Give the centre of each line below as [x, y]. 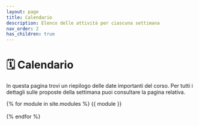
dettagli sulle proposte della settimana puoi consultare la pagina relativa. [96, 92]
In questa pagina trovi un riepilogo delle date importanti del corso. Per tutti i [100, 86]
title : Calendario [29, 17]
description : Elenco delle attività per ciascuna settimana [83, 23]
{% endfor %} [23, 117]
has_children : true [31, 34]
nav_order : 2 [23, 29]
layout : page [23, 12]
